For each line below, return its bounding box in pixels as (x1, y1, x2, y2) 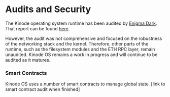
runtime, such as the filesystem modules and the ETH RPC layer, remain (5, 46, 155, 52)
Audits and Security (5, 4, 91, 15)
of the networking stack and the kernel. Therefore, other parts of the (5, 40, 149, 46)
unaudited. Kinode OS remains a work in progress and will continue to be (5, 52, 158, 58)
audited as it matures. (5, 57, 51, 63)
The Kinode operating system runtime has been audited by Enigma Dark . (5, 20, 157, 26)
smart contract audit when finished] (5, 86, 80, 92)
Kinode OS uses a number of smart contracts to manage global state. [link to (5, 81, 165, 87)
